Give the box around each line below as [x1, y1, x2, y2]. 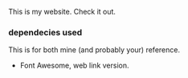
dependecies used [8, 27, 83, 38]
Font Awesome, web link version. [19, 60, 130, 71]
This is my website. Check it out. [8, 7, 116, 16]
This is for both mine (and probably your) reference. [8, 45, 181, 55]
